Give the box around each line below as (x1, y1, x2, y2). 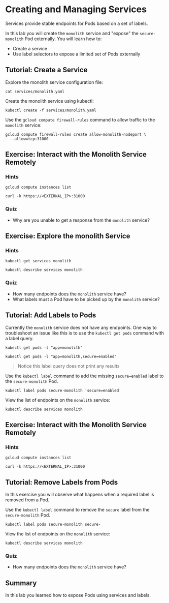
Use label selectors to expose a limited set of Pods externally (12, 51, 141, 57)
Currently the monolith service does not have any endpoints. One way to (5, 324, 157, 330)
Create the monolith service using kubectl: (5, 98, 94, 104)
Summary (5, 579, 37, 587)
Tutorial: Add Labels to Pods (5, 311, 96, 320)
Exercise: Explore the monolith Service (5, 232, 130, 240)
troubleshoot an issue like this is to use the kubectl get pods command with (5, 329, 164, 336)
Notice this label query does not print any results (17, 363, 120, 369)
